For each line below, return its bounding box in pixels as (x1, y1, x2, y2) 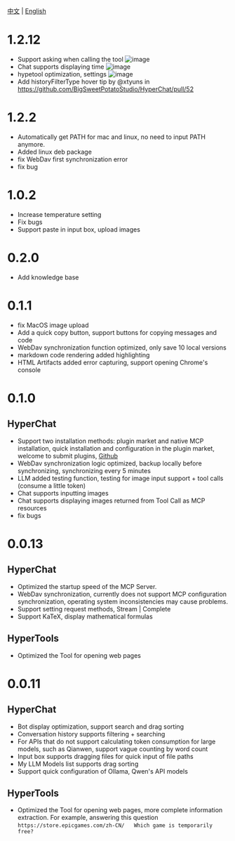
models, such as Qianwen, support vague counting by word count (17, 744, 208, 753)
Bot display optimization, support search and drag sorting (17, 722, 184, 731)
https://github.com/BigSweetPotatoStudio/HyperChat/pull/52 (17, 84, 194, 93)
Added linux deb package (17, 147, 93, 156)
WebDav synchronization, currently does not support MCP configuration (17, 590, 227, 598)
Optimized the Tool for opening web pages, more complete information (17, 806, 223, 814)
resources (17, 503, 47, 512)
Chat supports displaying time (17, 62, 105, 71)
